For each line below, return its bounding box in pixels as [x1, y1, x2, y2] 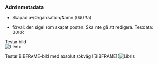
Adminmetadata [5, 4, 44, 11]
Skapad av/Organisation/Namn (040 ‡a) [12, 15, 92, 21]
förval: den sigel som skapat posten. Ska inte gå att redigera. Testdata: [12, 24, 154, 30]
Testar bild [5, 39, 27, 45]
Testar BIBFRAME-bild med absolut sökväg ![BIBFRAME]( [5, 53, 120, 59]
